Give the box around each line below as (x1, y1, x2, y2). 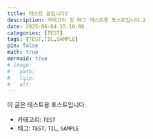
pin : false (7, 42, 39, 49)
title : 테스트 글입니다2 (7, 10, 69, 17)
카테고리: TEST (17, 115, 56, 124)
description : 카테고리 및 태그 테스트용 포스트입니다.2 (7, 17, 147, 24)
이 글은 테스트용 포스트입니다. (7, 101, 87, 109)
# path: (7, 68, 36, 75)
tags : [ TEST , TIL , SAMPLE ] (7, 36, 79, 43)
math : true (7, 49, 39, 56)
